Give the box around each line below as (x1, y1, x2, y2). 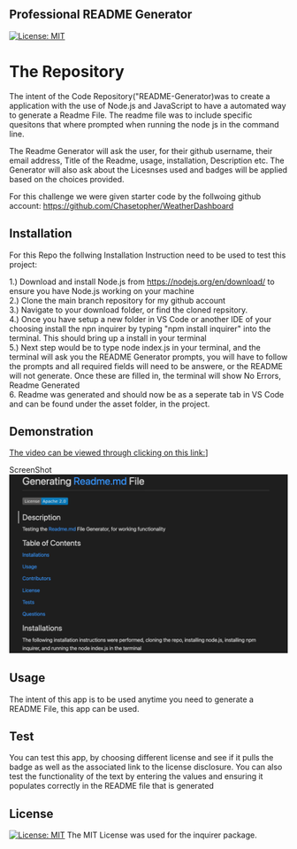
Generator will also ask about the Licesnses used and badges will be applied (9, 164, 288, 175)
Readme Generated (9, 380, 80, 390)
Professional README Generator (9, 7, 193, 22)
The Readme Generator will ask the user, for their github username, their (9, 145, 273, 156)
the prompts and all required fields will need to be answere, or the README (9, 360, 283, 371)
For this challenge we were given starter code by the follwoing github (9, 190, 262, 202)
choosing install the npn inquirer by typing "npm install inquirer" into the (9, 323, 271, 334)
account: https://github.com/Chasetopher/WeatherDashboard (9, 200, 234, 211)
